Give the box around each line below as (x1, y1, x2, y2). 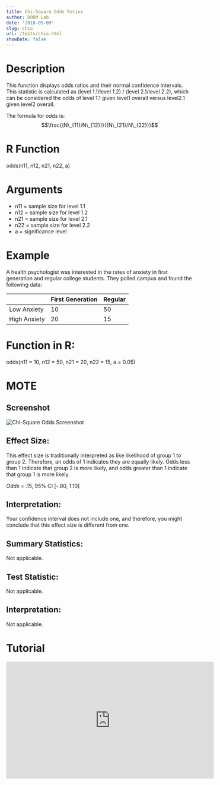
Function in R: (6, 339, 75, 352)
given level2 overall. (6, 101, 55, 108)
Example (6, 249, 50, 262)
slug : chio (6, 25, 33, 32)
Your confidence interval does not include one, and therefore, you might (6, 515, 183, 523)
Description (6, 62, 65, 76)
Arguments (6, 183, 63, 196)
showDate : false (6, 36, 46, 42)
